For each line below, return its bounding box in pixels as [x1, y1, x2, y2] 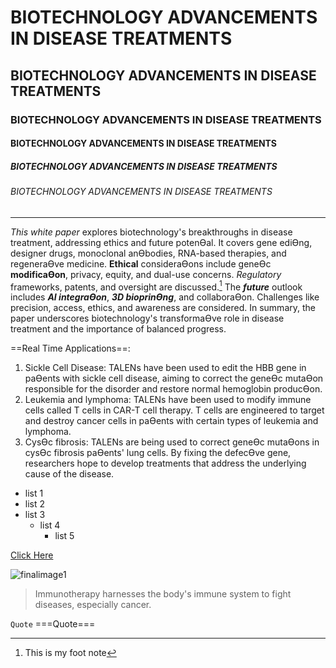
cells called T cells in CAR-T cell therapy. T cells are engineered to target [24, 404, 325, 416]
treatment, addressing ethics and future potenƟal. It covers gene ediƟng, [10, 236, 313, 248]
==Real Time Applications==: [10, 342, 131, 355]
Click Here [10, 549, 54, 561]
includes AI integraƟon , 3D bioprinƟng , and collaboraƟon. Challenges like [10, 291, 320, 303]
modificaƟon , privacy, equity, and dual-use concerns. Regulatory [10, 268, 282, 280]
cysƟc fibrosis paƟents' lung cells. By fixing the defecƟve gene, [24, 447, 292, 459]
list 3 [24, 509, 46, 521]
